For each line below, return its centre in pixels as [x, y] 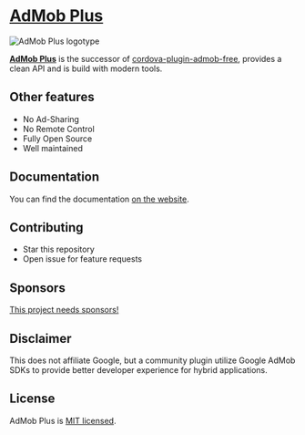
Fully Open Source [57, 139]
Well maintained [53, 148]
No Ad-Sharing [51, 119]
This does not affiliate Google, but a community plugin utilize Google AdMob [152, 360]
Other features [52, 97]
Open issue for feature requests [82, 259]
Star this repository [59, 249]
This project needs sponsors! [64, 310]
